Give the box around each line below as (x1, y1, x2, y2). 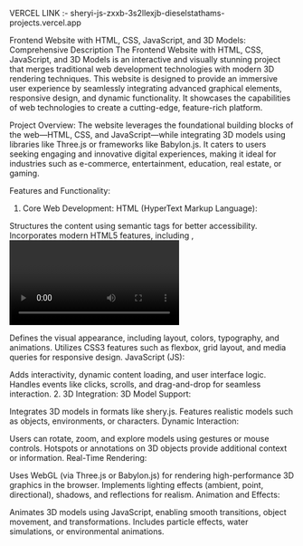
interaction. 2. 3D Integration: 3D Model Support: (9, 388, 192, 399)
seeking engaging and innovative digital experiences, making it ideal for (9, 148, 277, 159)
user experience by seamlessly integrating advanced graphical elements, (9, 83, 282, 93)
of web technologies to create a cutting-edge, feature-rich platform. (9, 102, 263, 112)
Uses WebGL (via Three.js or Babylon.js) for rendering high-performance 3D (9, 470, 295, 481)
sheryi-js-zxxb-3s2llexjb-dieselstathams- (70, 8, 225, 18)
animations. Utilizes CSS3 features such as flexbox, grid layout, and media (9, 342, 287, 352)
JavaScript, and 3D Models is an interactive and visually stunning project (9, 54, 281, 64)
